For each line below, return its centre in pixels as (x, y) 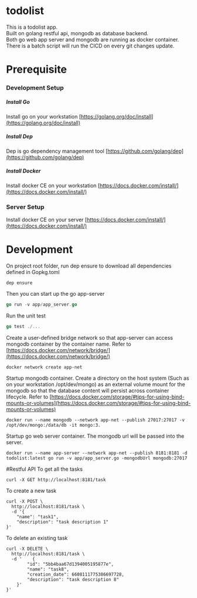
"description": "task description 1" (63, 522)
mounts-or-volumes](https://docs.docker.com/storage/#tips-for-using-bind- (98, 403)
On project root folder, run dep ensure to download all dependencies (89, 266)
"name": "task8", (48, 569)
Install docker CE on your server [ (47, 220)
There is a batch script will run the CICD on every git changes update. (90, 46)
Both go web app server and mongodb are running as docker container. (93, 39)
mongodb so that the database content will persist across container (88, 390)
